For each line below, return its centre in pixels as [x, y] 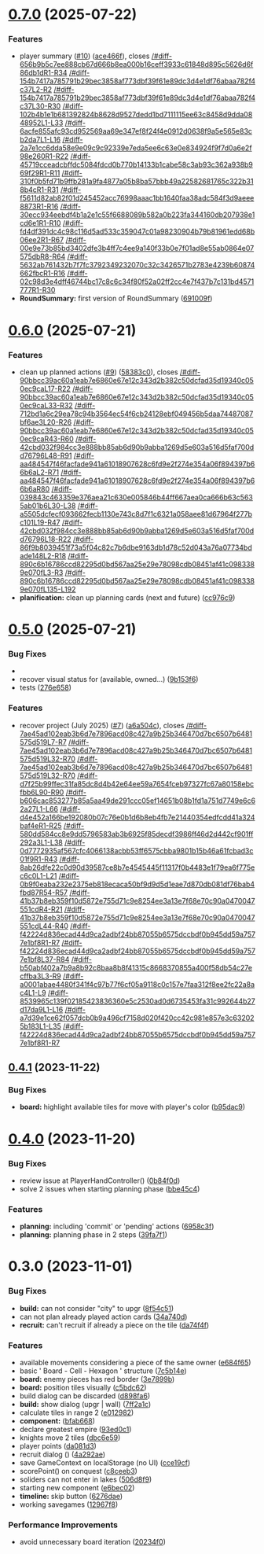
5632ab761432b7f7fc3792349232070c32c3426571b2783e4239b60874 [137, 265]
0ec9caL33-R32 [46, 405]
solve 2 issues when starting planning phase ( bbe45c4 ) [110, 1188]
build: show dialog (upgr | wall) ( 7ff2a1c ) [85, 1404]
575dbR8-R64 [42, 256]
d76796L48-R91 [46, 455]
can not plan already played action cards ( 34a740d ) [103, 1316]
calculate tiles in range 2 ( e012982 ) [77, 1412]
